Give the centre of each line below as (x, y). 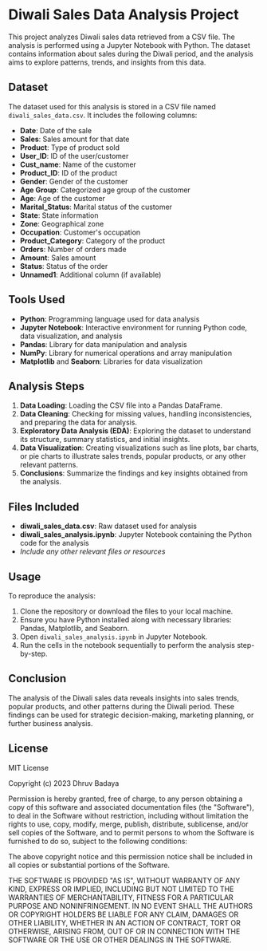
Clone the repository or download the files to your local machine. (126, 611)
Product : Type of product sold (70, 147)
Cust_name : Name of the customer (78, 164)
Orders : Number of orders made (73, 249)
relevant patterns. (49, 465)
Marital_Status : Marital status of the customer (96, 207)
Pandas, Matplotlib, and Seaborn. (75, 628)
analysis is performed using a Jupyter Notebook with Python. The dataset (130, 45)
